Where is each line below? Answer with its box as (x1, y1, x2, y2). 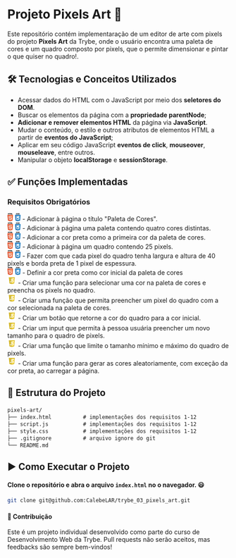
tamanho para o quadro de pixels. (7, 331, 106, 340)
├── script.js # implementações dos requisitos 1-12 (7, 421, 197, 428)
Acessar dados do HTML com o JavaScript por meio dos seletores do (17, 95, 221, 104)
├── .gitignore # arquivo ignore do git (7, 435, 156, 442)
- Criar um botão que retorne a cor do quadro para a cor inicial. (17, 314, 201, 322)
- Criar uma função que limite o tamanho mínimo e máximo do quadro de (17, 341, 229, 349)
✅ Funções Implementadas (7, 176, 128, 188)
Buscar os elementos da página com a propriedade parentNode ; (17, 111, 206, 119)
